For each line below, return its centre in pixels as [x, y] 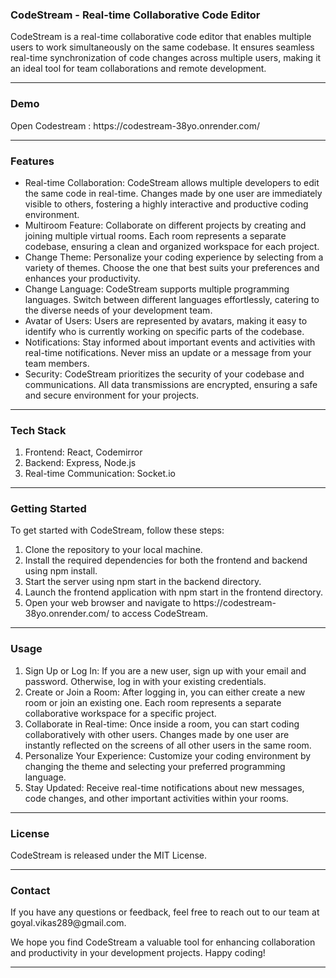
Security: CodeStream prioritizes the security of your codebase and [164, 374]
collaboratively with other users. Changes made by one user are [157, 734]
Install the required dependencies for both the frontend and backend [166, 560]
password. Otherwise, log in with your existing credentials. [145, 681]
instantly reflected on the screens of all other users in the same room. [168, 745]
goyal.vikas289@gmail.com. [68, 923]
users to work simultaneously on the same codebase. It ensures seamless [162, 47]
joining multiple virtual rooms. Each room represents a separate [155, 235]
